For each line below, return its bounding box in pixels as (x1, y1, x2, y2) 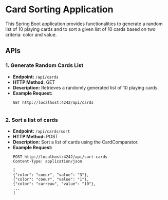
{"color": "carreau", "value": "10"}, (12, 181, 96, 186)
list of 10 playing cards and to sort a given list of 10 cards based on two (5, 26, 156, 32)
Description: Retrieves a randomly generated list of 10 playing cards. (12, 84, 159, 90)
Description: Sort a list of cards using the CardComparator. (12, 139, 139, 145)
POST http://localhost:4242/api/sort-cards (12, 154, 108, 159)
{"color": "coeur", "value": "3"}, (12, 172, 89, 177)
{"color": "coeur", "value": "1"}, (12, 176, 89, 182)
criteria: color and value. (5, 31, 57, 38)
